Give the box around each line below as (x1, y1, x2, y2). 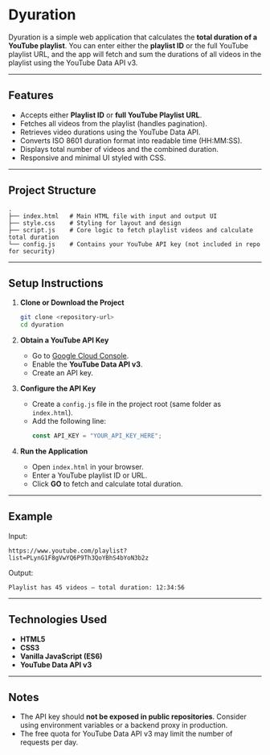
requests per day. (19, 737, 79, 747)
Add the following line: (31, 416, 107, 426)
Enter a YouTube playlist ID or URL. (31, 470, 148, 480)
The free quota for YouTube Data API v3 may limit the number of (19, 729, 233, 739)
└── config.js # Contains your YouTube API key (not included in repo (8, 240, 261, 248)
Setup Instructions (8, 276, 104, 290)
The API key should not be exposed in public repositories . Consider (19, 712, 247, 721)
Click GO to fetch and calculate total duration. (31, 479, 183, 488)
